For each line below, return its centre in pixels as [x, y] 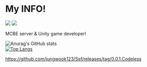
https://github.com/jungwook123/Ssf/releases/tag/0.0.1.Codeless [73, 59]
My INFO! [26, 9]
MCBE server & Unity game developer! [46, 33]
